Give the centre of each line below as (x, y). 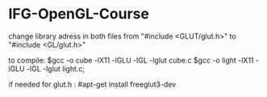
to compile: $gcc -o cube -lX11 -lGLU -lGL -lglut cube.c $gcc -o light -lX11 (131, 60)
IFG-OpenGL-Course (79, 14)
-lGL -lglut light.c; (56, 68)
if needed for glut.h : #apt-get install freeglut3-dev (92, 84)
